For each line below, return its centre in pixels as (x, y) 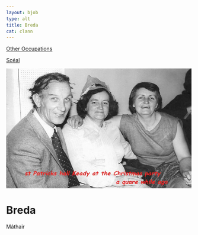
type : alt (18, 19)
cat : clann (20, 31)
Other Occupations (29, 49)
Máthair (15, 227)
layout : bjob (22, 12)
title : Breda (22, 25)
